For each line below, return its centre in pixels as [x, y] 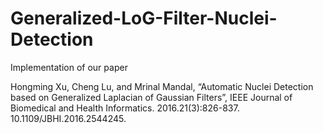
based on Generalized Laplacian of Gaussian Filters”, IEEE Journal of [151, 97]
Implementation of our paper [69, 67]
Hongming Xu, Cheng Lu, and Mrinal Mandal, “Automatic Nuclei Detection [162, 86]
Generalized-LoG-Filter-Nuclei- [144, 18]
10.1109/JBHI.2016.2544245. [68, 118]
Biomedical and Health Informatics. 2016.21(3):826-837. [125, 108]
